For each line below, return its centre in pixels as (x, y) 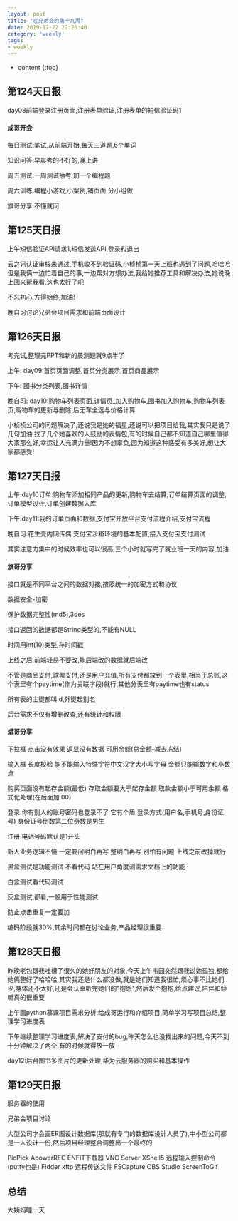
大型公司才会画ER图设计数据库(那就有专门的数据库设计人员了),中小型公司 (114, 1134)
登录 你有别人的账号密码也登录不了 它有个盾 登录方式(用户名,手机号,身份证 (115, 812)
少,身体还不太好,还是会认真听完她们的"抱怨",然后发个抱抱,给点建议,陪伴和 (114, 988)
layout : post (27, 14)
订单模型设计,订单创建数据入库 (52, 504)
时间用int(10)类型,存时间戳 (45, 644)
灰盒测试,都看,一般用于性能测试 (53, 896)
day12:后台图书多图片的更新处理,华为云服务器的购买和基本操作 (99, 1061)
